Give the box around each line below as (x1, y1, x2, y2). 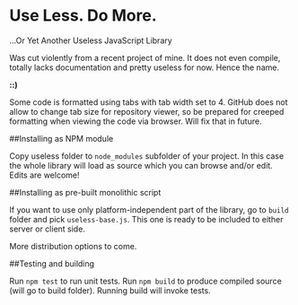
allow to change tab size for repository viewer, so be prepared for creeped (9, 106, 285, 117)
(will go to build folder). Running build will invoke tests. (9, 284, 211, 296)
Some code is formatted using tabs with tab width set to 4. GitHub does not (9, 96, 289, 108)
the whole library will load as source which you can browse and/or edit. (9, 160, 274, 170)
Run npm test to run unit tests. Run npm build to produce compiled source (9, 275, 283, 286)
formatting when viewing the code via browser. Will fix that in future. (9, 116, 262, 126)
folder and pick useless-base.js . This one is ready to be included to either (9, 213, 284, 224)
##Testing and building (9, 257, 95, 269)
